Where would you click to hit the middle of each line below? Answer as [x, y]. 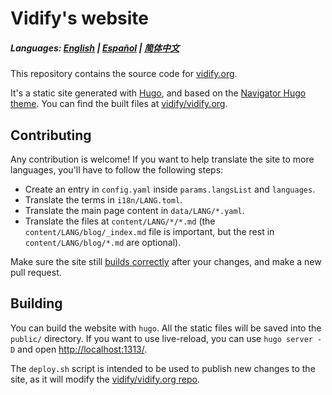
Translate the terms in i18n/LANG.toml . [103, 199]
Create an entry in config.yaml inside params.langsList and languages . [170, 189]
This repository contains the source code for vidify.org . [124, 74]
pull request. [36, 272]
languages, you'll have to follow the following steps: [117, 169]
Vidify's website [79, 18]
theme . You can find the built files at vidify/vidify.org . [119, 104]
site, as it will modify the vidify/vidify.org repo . [105, 379]
